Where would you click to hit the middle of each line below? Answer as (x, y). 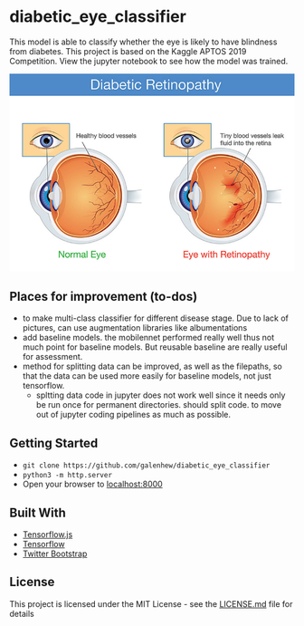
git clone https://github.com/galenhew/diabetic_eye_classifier (146, 466)
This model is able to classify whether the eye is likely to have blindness (143, 42)
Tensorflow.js (47, 535)
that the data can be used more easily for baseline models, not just (147, 376)
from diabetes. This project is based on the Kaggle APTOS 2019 (128, 51)
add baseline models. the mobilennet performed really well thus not (148, 338)
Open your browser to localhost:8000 (92, 484)
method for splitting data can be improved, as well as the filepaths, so (152, 366)
